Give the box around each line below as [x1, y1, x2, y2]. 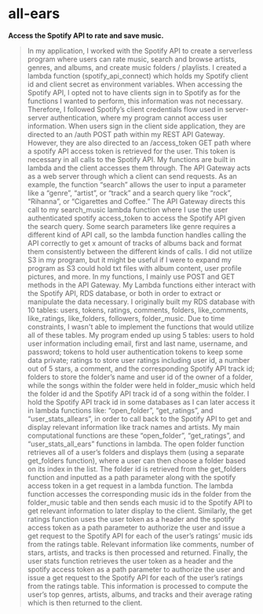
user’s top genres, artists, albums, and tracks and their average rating [27, 590, 253, 599]
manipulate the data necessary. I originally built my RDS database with [27, 297, 255, 306]
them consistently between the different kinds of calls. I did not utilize [27, 246, 253, 256]
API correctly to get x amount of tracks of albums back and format [27, 238, 242, 248]
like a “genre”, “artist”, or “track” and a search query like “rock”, [27, 188, 232, 198]
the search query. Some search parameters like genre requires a [27, 221, 236, 231]
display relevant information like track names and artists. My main [27, 422, 240, 431]
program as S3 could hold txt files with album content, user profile [27, 263, 242, 272]
